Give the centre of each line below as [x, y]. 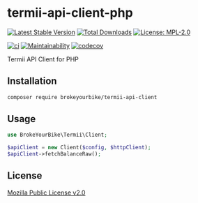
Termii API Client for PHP [43, 59]
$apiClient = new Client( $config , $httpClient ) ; [79, 148]
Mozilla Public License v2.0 [46, 193]
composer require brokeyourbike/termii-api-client [82, 97]
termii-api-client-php [70, 13]
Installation [32, 81]
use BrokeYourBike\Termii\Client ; [58, 135]
